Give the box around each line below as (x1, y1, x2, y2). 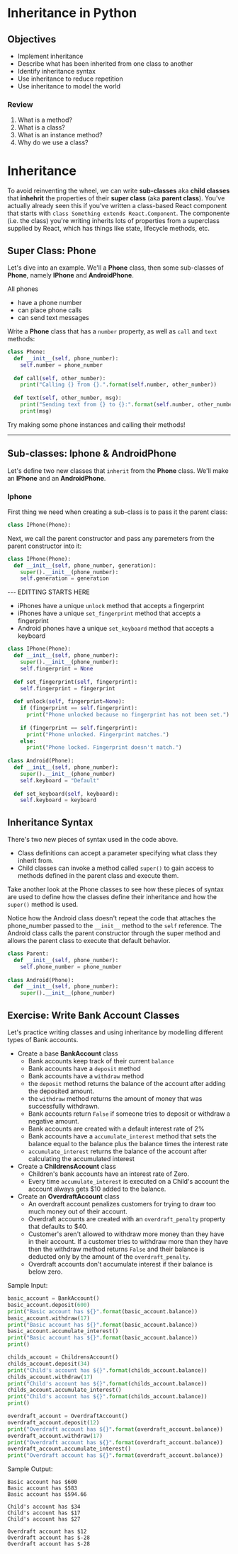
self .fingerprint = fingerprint (20, 685, 115, 692)
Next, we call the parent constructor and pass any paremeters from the (7, 534, 215, 542)
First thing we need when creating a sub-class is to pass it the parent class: (7, 508, 228, 516)
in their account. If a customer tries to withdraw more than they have (28, 1238, 229, 1246)
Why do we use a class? (17, 138, 89, 147)
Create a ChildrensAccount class (17, 1162, 117, 1171)
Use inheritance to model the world (17, 82, 120, 90)
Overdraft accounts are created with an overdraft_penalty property (28, 1215, 226, 1223)
